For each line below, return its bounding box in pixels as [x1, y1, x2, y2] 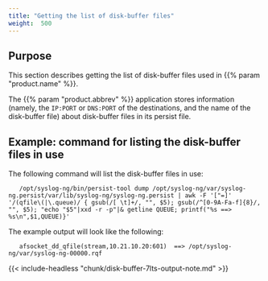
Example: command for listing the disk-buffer [8, 134, 241, 149]
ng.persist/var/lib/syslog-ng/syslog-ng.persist [8, 192, 175, 200]
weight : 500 [8, 19, 52, 27]
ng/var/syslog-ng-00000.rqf [8, 250, 103, 258]
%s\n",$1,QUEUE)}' [8, 213, 70, 221]
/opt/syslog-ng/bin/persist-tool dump [19, 184, 150, 193]
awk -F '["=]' [184, 192, 232, 200]
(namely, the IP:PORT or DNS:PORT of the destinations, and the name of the [8, 103, 251, 113]
